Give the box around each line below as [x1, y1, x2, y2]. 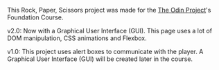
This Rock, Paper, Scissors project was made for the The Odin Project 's [7, 6, 211, 14]
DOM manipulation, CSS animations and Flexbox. [7, 34, 147, 42]
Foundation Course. [7, 13, 64, 21]
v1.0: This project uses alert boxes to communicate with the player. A [7, 48, 204, 55]
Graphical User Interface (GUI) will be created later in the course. [7, 55, 193, 63]
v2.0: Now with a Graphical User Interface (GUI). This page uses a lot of [7, 27, 213, 35]
